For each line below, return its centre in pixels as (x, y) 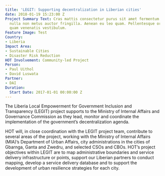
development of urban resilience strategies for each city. (62, 168)
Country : (14, 37)
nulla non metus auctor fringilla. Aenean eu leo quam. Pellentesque (82, 23)
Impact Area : (18, 46)
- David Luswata (22, 74)
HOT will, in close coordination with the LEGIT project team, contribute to (79, 132)
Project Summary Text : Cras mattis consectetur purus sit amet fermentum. (83, 19)
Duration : (15, 88)
